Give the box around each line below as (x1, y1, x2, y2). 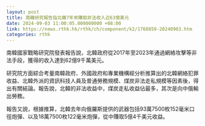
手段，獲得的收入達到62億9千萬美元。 (11, 57, 107, 64)
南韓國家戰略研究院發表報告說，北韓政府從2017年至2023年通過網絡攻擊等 (6, 49, 192, 57)
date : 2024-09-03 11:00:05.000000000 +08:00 (6, 20, 121, 26)
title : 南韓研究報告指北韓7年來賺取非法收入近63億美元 (6, 15, 129, 21)
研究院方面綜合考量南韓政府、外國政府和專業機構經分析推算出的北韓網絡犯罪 (6, 69, 199, 77)
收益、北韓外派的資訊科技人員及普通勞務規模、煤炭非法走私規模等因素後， (6, 77, 193, 85)
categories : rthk (6, 32, 51, 38)
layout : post (6, 9, 40, 15)
